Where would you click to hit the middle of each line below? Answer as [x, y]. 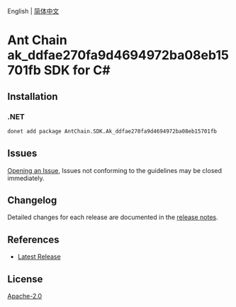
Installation [33, 96]
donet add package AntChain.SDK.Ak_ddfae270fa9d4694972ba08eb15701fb [112, 131]
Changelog [32, 200]
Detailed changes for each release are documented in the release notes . [113, 217]
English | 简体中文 [33, 11]
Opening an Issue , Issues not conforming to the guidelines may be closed [114, 170]
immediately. [26, 178]
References [33, 239]
